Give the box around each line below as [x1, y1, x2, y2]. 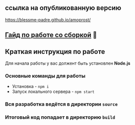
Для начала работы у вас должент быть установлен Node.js [5, 60, 131, 66]
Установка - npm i [12, 84, 50, 89]
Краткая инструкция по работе [5, 47, 105, 55]
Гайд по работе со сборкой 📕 [5, 31, 97, 39]
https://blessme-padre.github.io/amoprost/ [5, 17, 91, 22]
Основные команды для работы [5, 72, 86, 79]
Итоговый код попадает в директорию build [5, 114, 116, 121]
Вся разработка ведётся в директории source [5, 101, 118, 107]
